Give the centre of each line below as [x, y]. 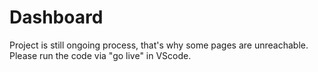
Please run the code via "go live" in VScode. [100, 55]
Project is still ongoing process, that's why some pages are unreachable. [159, 45]
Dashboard [56, 17]
